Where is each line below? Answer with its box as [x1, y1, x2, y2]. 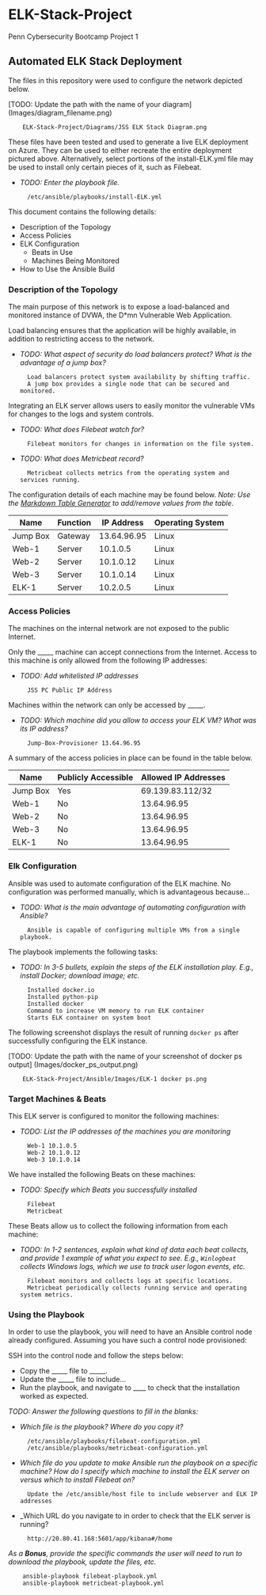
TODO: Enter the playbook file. [19, 177, 120, 187]
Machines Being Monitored [31, 256, 120, 265]
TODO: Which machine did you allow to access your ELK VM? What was [19, 716, 257, 725]
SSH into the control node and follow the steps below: [8, 1351, 184, 1361]
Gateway [57, 530, 91, 541]
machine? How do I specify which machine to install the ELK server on [19, 1467, 250, 1476]
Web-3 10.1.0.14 [27, 1156, 81, 1164]
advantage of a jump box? [19, 358, 107, 367]
